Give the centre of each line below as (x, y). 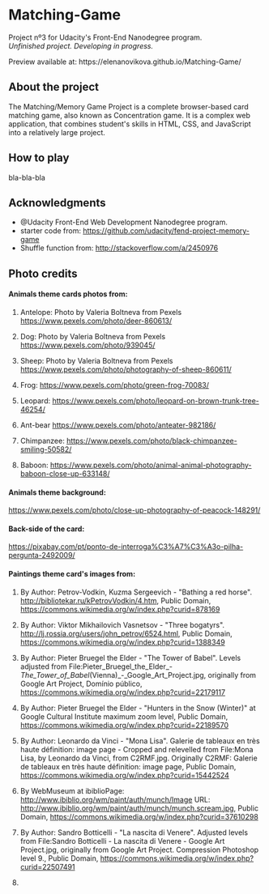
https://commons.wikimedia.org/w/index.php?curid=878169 (120, 609)
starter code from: (50, 231)
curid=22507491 (47, 866)
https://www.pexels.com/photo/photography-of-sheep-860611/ (126, 369)
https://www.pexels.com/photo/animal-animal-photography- (151, 465)
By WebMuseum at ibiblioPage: (72, 790)
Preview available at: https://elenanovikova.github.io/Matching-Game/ (125, 62)
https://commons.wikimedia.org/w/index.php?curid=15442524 (124, 775)
